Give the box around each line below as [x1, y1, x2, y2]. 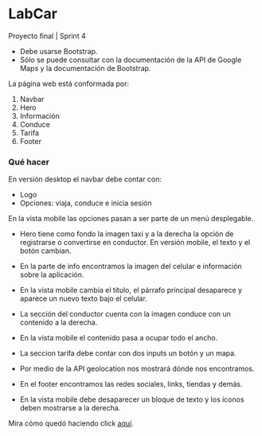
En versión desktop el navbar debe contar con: [8, 174, 162, 184]
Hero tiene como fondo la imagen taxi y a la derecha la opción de [19, 229, 234, 239]
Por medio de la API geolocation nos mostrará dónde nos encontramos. [19, 364, 255, 374]
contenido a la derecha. [19, 317, 98, 327]
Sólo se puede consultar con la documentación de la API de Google [19, 55, 242, 64]
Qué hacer [8, 156, 50, 167]
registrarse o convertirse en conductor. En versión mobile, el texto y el [19, 238, 251, 247]
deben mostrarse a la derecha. [19, 403, 121, 413]
